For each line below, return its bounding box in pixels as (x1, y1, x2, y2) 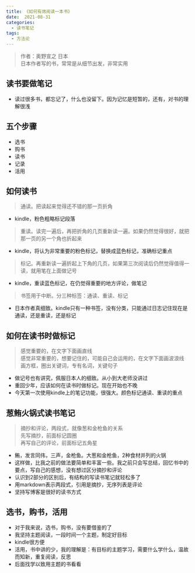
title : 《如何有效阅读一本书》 (6, 8, 72, 15)
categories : (6, 19, 35, 25)
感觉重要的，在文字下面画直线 (20, 347, 92, 354)
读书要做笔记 (6, 79, 53, 88)
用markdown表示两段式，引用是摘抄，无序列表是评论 (14, 481, 143, 488)
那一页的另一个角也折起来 (20, 235, 82, 242)
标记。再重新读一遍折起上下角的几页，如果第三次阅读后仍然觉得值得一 (20, 260, 190, 267)
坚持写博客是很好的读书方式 (14, 489, 82, 496)
